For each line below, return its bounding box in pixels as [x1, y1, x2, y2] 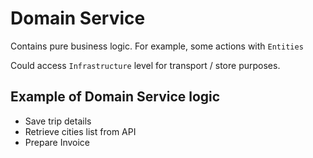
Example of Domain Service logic [10, 88, 221, 106]
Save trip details [24, 115, 92, 127]
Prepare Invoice [24, 136, 91, 148]
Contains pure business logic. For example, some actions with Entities [10, 40, 304, 52]
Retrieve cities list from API [24, 125, 137, 137]
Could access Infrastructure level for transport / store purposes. [10, 59, 281, 71]
